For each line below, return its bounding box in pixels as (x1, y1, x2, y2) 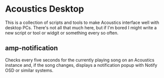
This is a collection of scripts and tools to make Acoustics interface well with (5, 19, 159, 25)
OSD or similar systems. (5, 67, 54, 73)
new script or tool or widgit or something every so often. (5, 30, 119, 36)
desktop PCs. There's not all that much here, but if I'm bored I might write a (5, 24, 157, 30)
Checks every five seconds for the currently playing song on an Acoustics (5, 57, 155, 63)
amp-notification (5, 44, 58, 52)
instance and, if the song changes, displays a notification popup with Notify (5, 62, 158, 68)
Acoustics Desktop (5, 3, 84, 15)
